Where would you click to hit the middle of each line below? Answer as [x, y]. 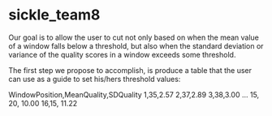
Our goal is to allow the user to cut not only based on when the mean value [134, 37]
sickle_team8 [54, 15]
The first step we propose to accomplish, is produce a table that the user [130, 70]
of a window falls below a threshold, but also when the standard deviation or [136, 45]
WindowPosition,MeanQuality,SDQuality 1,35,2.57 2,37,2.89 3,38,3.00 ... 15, [134, 94]
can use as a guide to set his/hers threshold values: [95, 79]
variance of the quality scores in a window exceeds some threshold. [122, 54]
